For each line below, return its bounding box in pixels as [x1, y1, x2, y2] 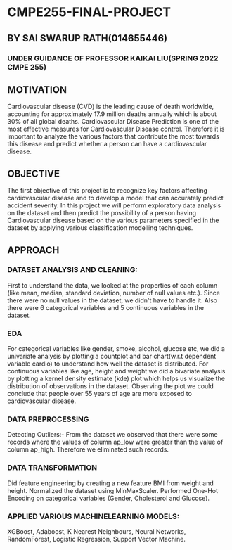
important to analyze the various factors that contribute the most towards [7, 132, 219, 141]
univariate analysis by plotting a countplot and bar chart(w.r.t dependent [7, 352, 217, 361]
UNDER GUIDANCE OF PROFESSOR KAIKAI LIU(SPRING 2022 [7, 53, 219, 63]
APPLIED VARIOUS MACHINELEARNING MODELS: [7, 511, 180, 521]
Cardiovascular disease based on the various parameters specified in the [7, 216, 219, 225]
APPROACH [7, 244, 60, 256]
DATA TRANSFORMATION [7, 463, 98, 473]
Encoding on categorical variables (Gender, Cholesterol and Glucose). [7, 494, 210, 502]
